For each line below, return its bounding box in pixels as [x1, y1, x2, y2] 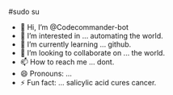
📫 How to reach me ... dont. [19, 57, 115, 67]
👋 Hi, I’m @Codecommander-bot [19, 23, 129, 31]
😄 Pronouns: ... [19, 68, 73, 78]
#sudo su [8, 7, 40, 16]
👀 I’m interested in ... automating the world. [19, 31, 163, 40]
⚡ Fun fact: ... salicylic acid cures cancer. [19, 78, 157, 87]
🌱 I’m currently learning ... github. [19, 39, 132, 49]
